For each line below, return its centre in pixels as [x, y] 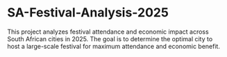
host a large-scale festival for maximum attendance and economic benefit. [114, 46]
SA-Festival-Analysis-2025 [88, 13]
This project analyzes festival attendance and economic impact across [108, 32]
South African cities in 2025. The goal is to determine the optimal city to [110, 38]
